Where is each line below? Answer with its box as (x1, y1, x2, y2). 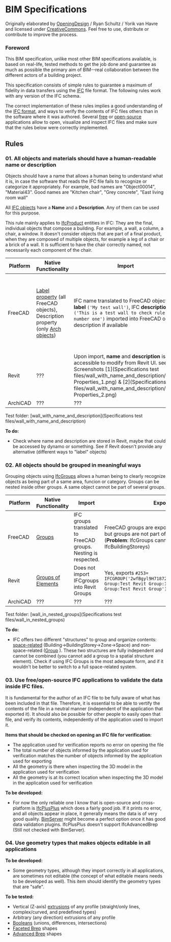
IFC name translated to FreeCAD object (73, 297, 167, 304)
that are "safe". (12, 884, 44, 890)
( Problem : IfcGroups (104, 537, 154, 544)
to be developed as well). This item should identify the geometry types (12, 878, 161, 884)
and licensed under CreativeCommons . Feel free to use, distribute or (5, 26, 149, 32)
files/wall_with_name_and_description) (5, 418, 86, 424)
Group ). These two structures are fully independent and (45, 647, 163, 653)
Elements (36, 580, 59, 587)
